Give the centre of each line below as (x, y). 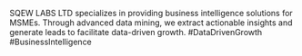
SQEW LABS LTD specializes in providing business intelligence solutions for (151, 13)
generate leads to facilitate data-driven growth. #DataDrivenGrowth (136, 32)
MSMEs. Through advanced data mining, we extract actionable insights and (151, 23)
